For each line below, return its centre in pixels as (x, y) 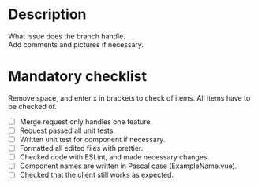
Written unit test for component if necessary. (92, 139)
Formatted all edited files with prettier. (81, 148)
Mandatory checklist (78, 77)
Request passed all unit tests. (67, 130)
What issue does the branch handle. (67, 36)
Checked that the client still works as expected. (97, 175)
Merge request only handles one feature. (86, 121)
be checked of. (32, 106)
